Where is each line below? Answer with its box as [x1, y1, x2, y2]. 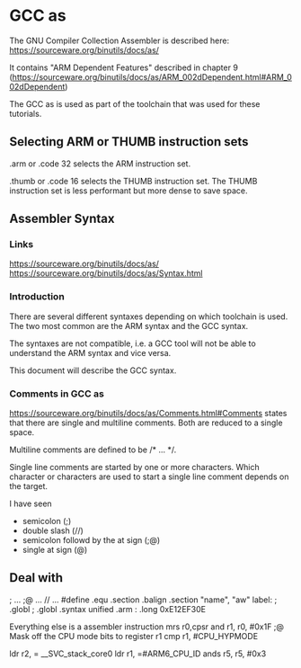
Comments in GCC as [9, 387, 105, 400]
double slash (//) [22, 525, 84, 536]
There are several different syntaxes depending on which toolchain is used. [9, 311, 288, 322]
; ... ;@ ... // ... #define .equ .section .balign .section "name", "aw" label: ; [9, 594, 278, 605]
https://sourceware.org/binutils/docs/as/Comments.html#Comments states [9, 408, 288, 419]
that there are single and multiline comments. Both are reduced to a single [9, 417, 283, 428]
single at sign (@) [22, 545, 88, 556]
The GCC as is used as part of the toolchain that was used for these [9, 98, 261, 109]
